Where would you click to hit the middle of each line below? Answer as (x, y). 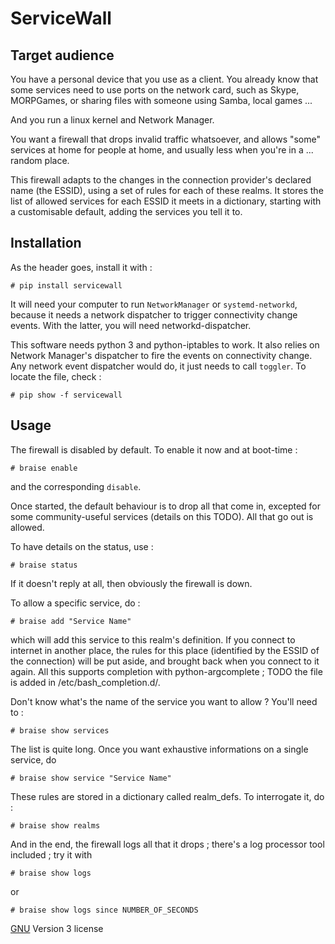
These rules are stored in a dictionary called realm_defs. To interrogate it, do (167, 796)
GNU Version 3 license (57, 928)
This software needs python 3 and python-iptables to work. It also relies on (165, 344)
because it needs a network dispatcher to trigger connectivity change (154, 314)
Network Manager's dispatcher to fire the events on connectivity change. (161, 355)
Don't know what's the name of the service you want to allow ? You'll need (164, 701)
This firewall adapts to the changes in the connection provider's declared (161, 180)
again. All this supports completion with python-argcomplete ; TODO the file (166, 671)
